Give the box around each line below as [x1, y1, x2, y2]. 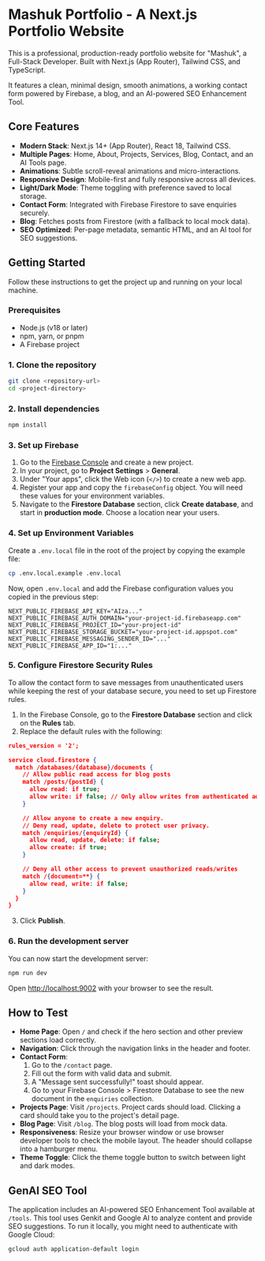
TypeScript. [8, 65, 46, 74]
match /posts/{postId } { [22, 778, 104, 786]
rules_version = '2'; [8, 741, 80, 750]
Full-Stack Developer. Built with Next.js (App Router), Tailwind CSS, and [8, 57, 241, 66]
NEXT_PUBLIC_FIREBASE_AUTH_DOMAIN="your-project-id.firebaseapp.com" [8, 614, 242, 622]
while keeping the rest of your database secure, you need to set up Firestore [8, 686, 257, 696]
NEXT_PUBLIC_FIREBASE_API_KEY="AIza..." [8, 607, 144, 615]
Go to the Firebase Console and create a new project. [19, 457, 194, 467]
